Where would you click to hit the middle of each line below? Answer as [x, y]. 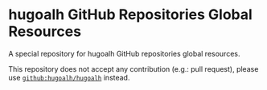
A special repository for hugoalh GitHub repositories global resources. [124, 53]
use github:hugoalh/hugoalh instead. [69, 77]
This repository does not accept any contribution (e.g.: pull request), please [133, 68]
